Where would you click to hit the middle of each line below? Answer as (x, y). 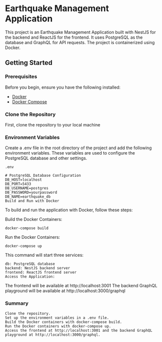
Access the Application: (30, 277)
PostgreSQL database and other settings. (46, 158)
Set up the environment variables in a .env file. (57, 318)
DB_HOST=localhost (23, 180)
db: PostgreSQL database (30, 264)
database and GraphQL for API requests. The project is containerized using (80, 42)
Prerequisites (21, 77)
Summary (17, 303)
